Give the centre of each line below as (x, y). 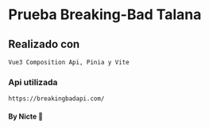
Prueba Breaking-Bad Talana (105, 15)
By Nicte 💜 (26, 116)
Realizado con (44, 44)
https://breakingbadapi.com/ (56, 99)
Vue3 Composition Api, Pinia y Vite (69, 62)
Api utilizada (33, 82)
